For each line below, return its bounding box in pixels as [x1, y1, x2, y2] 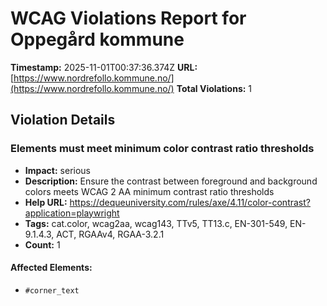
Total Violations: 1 [176, 82, 253, 94]
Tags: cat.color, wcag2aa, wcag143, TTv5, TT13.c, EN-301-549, [24, 217, 288, 229]
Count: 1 [24, 238, 61, 251]
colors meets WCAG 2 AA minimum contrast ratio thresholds [24, 185, 275, 197]
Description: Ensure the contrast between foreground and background [24, 175, 318, 187]
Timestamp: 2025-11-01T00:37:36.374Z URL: [10, 61, 198, 73]
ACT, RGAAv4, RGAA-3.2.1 [56, 228, 165, 240]
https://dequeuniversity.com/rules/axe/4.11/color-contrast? [69, 196, 311, 208]
